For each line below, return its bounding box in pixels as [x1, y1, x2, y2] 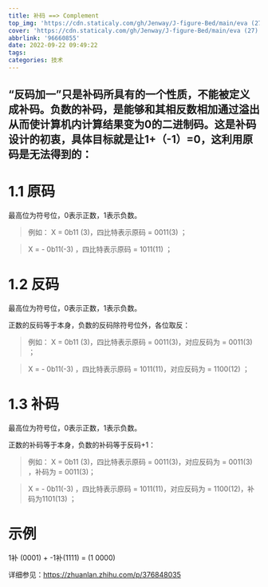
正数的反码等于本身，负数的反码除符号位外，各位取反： [8, 320, 190, 330]
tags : [8, 49, 26, 57]
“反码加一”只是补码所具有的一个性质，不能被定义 [8, 88, 250, 101]
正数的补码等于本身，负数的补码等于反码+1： [8, 440, 156, 450]
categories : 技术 [8, 57, 64, 65]
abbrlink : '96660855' [8, 34, 81, 42]
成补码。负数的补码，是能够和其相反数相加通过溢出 [8, 103, 260, 117]
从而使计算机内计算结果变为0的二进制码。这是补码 [8, 117, 257, 132]
